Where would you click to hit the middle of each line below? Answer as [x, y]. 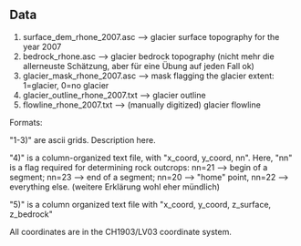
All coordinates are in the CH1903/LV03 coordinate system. [121, 231]
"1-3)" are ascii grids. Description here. [83, 139]
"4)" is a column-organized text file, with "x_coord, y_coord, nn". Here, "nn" [151, 158]
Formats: [26, 122]
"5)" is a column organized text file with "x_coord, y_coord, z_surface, [140, 204]
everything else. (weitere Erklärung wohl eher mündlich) [115, 187]
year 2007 [42, 46]
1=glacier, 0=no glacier [66, 85]
